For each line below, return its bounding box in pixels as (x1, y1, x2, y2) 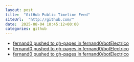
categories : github (5, 26, 47, 32)
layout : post (5, 7, 33, 13)
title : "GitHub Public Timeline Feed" (5, 12, 91, 17)
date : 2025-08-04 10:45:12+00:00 (5, 21, 79, 27)
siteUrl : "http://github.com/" (5, 17, 74, 22)
